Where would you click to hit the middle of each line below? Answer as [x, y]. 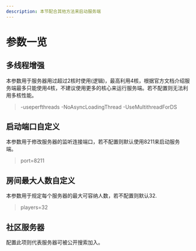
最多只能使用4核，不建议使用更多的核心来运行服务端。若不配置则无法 [100, 88]
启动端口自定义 [33, 127]
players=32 [34, 207]
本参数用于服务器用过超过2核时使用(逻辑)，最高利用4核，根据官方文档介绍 [95, 81]
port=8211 [32, 161]
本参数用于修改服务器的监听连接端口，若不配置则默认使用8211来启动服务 [93, 142]
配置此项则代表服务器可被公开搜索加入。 [55, 242]
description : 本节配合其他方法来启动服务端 [53, 11]
